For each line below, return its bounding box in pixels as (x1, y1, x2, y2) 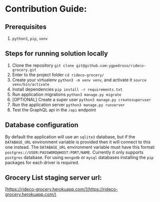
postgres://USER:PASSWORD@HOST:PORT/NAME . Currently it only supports (5, 149, 143, 155)
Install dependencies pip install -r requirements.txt (12, 86, 123, 92)
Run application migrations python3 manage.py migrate (12, 91, 122, 97)
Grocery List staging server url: (5, 173, 102, 182)
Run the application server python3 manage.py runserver (12, 102, 125, 108)
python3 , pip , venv (12, 35, 48, 41)
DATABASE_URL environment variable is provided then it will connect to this (5, 139, 151, 145)
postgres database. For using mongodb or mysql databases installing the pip (5, 154, 154, 160)
